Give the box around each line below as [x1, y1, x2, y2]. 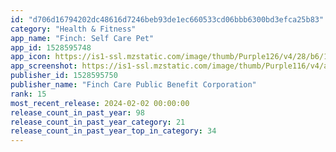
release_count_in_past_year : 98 [10, 107, 145, 118]
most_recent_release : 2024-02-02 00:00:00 [10, 98, 190, 108]
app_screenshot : [10, 61, 78, 71]
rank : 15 [10, 89, 47, 99]
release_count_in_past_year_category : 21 [10, 117, 186, 127]
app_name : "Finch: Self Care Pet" [10, 33, 155, 43]
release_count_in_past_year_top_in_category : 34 [10, 126, 217, 136]
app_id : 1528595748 [10, 42, 92, 53]
